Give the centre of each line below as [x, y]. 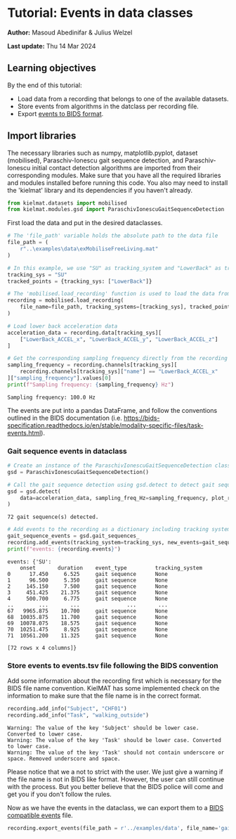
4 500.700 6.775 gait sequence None [88, 598]
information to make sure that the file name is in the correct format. [104, 696]
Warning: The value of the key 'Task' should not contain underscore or [116, 752]
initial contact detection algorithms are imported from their [117, 167]
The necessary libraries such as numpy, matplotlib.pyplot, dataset [103, 153]
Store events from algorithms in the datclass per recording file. [108, 106]
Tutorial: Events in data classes [100, 13]
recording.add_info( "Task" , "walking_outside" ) [78, 715]
